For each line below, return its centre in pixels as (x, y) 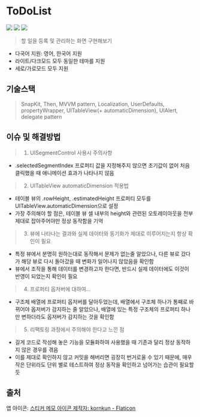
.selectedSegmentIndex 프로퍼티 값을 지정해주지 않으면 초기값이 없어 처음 (102, 165)
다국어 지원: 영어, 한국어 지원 (49, 53)
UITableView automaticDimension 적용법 (79, 185)
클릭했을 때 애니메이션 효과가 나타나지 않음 (65, 173)
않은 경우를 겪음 (40, 349)
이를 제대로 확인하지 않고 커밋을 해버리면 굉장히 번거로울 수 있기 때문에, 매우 (104, 357)
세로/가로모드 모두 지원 (42, 68)
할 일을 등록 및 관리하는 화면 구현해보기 (66, 41)
